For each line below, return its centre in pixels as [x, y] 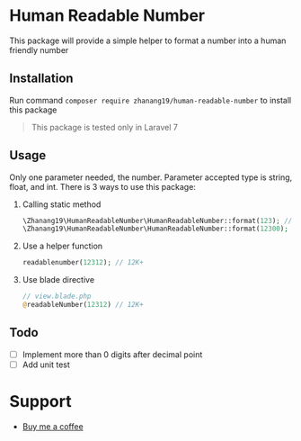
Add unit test [46, 364]
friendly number [39, 49]
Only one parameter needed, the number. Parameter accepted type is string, [151, 177]
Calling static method [62, 204]
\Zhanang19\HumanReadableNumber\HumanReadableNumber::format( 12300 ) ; [155, 229]
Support [40, 402]
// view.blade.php [57, 297]
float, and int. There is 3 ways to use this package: [102, 186]
